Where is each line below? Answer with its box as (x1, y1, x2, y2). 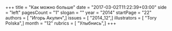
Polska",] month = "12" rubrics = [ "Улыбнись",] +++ (5, 20, 117, 26)
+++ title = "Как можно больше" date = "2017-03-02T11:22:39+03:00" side (5, 4, 167, 10)
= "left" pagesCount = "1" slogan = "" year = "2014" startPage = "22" (5, 9, 152, 15)
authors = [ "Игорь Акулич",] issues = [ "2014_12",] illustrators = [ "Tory (5, 15, 157, 20)
